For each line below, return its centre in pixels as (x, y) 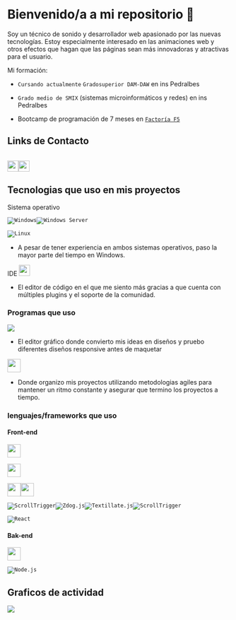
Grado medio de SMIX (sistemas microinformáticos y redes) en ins (112, 98)
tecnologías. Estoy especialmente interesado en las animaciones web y (111, 41)
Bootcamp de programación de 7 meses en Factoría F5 (99, 119)
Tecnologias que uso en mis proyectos (94, 190)
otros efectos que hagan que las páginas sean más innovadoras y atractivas (118, 49)
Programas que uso (42, 312)
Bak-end (20, 535)
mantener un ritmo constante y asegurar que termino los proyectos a (118, 390)
